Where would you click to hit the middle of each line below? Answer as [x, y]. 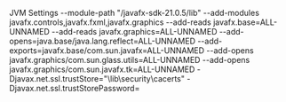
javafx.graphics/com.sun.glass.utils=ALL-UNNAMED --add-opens [130, 60]
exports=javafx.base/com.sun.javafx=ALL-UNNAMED [107, 51]
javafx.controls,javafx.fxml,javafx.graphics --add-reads [110, 22]
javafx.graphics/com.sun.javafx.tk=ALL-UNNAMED [102, 69]
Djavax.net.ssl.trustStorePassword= [75, 88]
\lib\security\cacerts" [146, 78]
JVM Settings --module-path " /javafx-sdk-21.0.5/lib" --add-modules [135, 13]
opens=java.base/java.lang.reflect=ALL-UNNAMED [102, 41]
